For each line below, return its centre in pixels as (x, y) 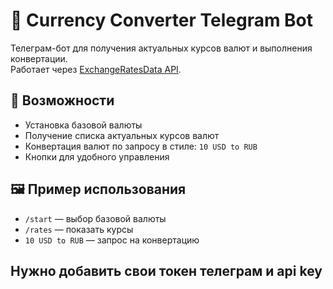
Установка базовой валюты (83, 125)
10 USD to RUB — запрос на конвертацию (112, 240)
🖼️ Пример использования (98, 189)
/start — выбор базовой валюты (95, 218)
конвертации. (39, 58)
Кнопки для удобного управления (97, 156)
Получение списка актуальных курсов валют (122, 135)
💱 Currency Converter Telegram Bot (162, 20)
